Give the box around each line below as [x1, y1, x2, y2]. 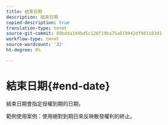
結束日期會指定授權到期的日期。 [6, 100, 84, 107]
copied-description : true [6, 19, 70, 25]
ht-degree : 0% [6, 47, 41, 53]
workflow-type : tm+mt [6, 36, 60, 42]
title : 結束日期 [6, 8, 42, 15]
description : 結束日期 [6, 14, 58, 20]
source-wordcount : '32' [6, 42, 65, 48]
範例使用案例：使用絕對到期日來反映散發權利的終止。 [6, 113, 136, 120]
